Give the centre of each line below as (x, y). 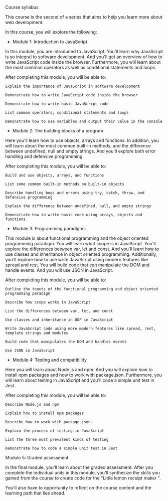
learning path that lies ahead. (35, 493)
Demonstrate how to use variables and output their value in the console (84, 121)
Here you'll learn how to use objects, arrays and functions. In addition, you (82, 140)
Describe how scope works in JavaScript (48, 302)
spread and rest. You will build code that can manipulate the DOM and (77, 265)
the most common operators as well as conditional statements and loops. (81, 67)
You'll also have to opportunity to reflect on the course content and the (78, 488)
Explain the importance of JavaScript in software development (73, 86)
